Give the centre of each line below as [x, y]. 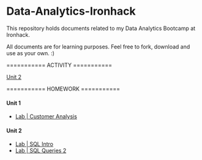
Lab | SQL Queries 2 [41, 151]
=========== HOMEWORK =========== [63, 89]
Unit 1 [14, 103]
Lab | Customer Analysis [46, 116]
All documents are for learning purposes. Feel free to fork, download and [98, 47]
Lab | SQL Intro [34, 144]
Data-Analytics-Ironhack [71, 11]
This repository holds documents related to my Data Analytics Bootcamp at [101, 28]
